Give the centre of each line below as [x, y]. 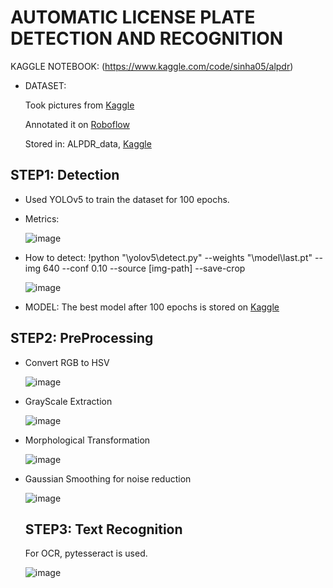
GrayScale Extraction [68, 401]
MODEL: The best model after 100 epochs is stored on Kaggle [152, 307]
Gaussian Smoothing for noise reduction [108, 478]
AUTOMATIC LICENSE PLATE [133, 17]
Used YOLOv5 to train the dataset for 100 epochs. [127, 199]
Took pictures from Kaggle [79, 105]
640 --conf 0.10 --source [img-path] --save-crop [144, 268]
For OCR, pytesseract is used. [86, 553]
